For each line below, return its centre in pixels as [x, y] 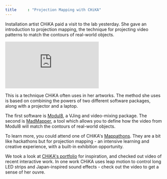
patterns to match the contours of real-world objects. [60, 34]
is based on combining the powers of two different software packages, [78, 101]
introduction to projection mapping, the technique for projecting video [77, 29]
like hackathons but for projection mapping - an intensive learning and [77, 141]
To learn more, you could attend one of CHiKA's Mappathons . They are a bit [83, 136]
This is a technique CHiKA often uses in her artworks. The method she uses [83, 95]
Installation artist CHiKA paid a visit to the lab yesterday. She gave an [76, 24]
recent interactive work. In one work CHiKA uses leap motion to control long [83, 161]
